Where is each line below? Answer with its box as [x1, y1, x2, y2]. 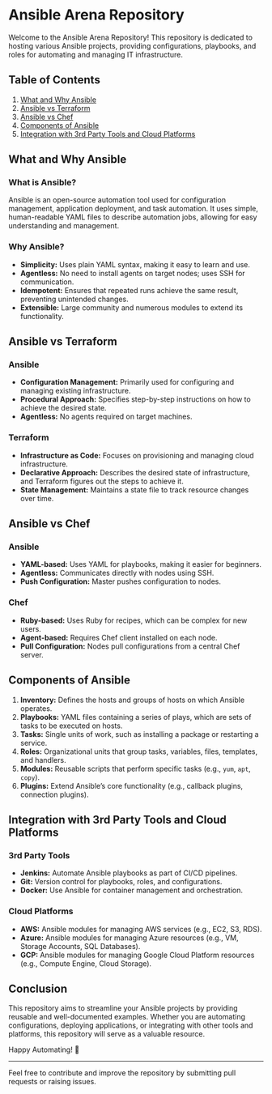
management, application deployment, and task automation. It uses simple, [8, 204, 259, 214]
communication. [19, 277, 74, 287]
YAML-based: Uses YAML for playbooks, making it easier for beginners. [19, 560, 261, 569]
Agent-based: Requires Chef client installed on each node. [19, 632, 218, 642]
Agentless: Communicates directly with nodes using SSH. [19, 568, 215, 578]
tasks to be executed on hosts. [19, 721, 123, 730]
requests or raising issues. [8, 1077, 97, 1087]
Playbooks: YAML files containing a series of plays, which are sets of [19, 712, 252, 722]
